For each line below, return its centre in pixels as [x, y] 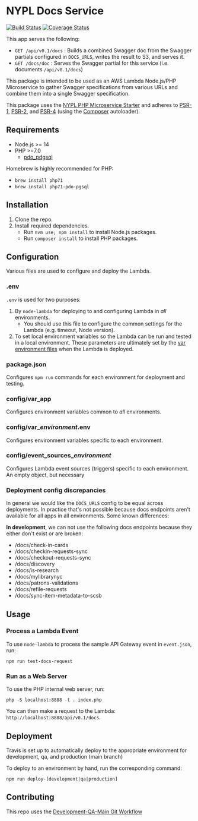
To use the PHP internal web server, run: [55, 689]
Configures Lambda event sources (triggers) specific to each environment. [98, 468]
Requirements [33, 130]
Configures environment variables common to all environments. [84, 412]
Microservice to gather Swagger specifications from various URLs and [92, 87]
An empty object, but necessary [45, 475]
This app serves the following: [43, 39]
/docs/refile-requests [41, 589]
